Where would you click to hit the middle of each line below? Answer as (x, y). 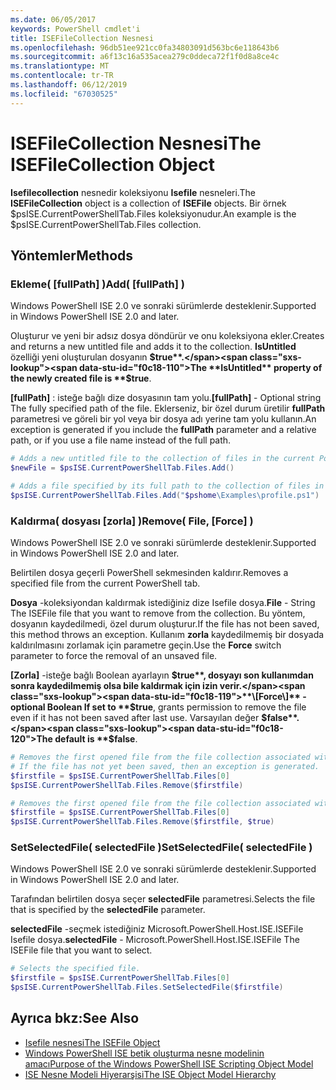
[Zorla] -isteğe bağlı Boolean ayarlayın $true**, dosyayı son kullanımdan (162, 675)
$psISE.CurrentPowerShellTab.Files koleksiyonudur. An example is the (153, 213)
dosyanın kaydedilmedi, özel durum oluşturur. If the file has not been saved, (165, 624)
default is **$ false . (96, 739)
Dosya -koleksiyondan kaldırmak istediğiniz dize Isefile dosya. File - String (163, 603)
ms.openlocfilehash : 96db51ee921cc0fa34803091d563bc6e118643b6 (145, 47)
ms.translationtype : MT (60, 66)
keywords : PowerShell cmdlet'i (75, 29)
